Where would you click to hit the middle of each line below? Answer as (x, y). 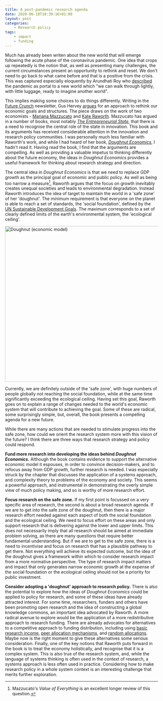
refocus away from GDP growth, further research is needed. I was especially (81, 469)
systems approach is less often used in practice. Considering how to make (80, 664)
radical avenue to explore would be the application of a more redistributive (79, 618)
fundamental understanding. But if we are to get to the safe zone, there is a (80, 541)
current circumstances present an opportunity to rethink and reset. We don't (81, 71)
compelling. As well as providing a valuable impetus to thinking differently (79, 152)
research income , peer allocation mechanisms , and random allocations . (76, 633)
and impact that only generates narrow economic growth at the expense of (80, 567)
